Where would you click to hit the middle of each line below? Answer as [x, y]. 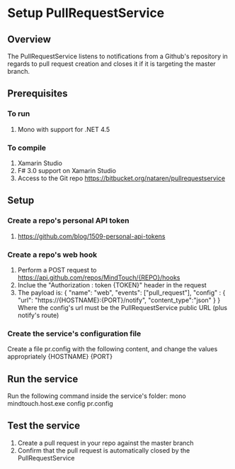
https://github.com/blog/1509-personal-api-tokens [91, 236]
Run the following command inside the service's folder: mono [97, 396]
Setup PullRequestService [86, 13]
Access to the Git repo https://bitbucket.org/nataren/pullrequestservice [121, 178]
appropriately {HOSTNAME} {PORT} [60, 357]
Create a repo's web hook [52, 255]
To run [19, 114]
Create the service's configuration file [74, 333]
